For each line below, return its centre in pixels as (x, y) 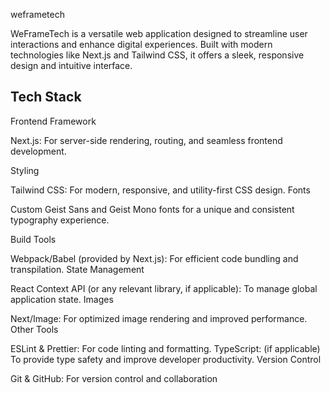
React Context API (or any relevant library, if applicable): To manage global (164, 288)
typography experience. (60, 220)
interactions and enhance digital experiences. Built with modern (141, 44)
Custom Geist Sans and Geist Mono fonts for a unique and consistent (152, 209)
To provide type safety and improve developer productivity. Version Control (166, 359)
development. (38, 151)
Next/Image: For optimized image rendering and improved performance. (159, 318)
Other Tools (34, 329)
